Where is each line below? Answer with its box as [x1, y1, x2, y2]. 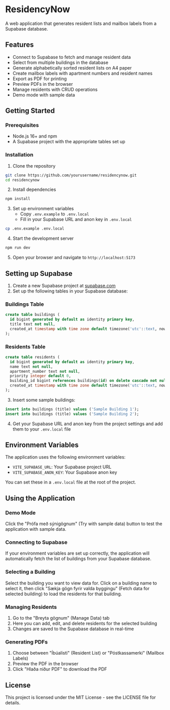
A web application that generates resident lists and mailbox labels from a [5, 20, 157, 26]
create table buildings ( [5, 312, 60, 317]
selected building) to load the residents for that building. [5, 591, 122, 597]
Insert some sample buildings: [12, 397, 75, 403]
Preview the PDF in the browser [12, 661, 79, 667]
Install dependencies [12, 186, 57, 192]
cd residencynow [5, 177, 39, 182]
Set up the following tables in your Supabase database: [12, 288, 128, 294]
